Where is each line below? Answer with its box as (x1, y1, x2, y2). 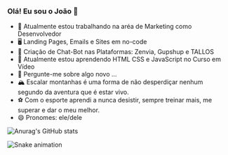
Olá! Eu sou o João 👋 (7, 6, 79, 16)
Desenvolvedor (17, 29, 62, 38)
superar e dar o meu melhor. (17, 106, 100, 114)
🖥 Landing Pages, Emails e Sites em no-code (17, 38, 147, 46)
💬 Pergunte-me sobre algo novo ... (17, 70, 117, 79)
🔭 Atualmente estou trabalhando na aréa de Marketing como (17, 22, 192, 31)
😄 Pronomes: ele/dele (17, 114, 83, 122)
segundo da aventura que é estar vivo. (17, 88, 129, 97)
